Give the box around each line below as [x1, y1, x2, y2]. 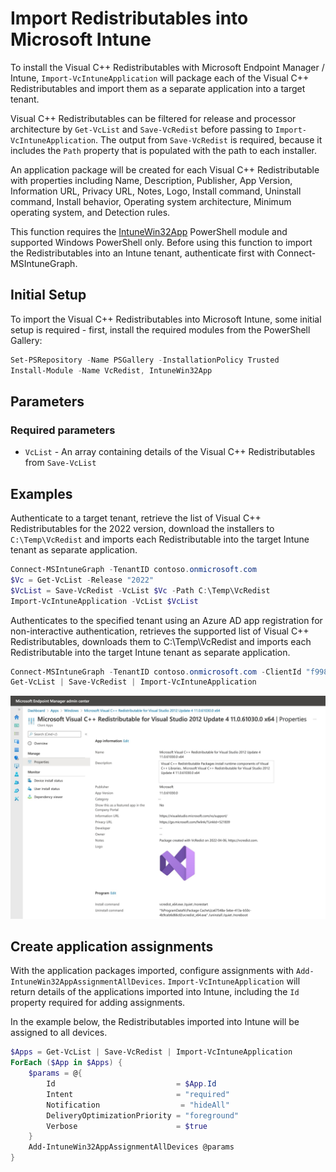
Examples [10, 485, 73, 502]
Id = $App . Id [46, 1079, 217, 1089]
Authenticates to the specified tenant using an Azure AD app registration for [10, 614, 323, 626]
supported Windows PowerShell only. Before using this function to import [10, 236, 313, 248]
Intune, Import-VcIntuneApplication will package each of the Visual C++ [10, 72, 310, 84]
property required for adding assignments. [10, 997, 186, 1009]
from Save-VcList [24, 457, 97, 469]
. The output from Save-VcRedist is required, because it [95, 133, 323, 146]
